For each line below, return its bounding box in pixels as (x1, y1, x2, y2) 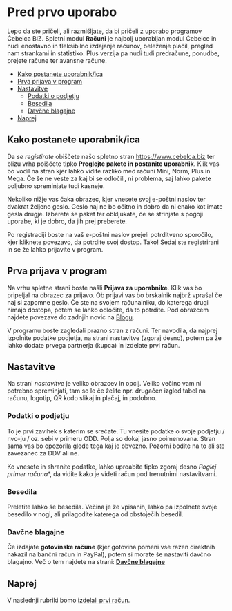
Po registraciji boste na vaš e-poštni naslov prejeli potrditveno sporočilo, (7, 230, 213, 238)
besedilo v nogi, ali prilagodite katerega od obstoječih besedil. (7, 509, 184, 518)
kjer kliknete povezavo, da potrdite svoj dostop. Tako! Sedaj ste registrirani (7, 238, 220, 246)
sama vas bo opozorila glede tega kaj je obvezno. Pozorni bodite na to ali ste (7, 442, 226, 450)
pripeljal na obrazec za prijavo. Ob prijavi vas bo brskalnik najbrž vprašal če (7, 291, 222, 299)
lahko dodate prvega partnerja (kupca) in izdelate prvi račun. (7, 341, 180, 349)
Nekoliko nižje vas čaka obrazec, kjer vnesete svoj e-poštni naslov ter (7, 195, 206, 203)
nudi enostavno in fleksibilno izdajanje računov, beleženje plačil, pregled (7, 41, 213, 50)
